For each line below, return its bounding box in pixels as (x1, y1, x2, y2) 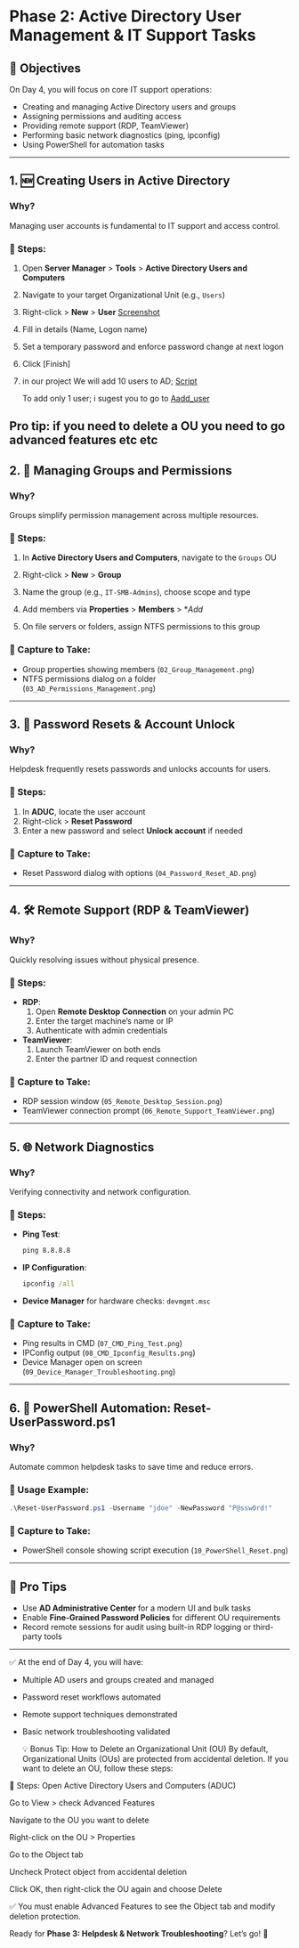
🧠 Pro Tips (9, 1579, 67, 1595)
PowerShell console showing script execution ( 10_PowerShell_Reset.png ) (21, 1545, 289, 1555)
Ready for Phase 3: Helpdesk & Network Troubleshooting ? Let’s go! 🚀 (9, 1928, 269, 1939)
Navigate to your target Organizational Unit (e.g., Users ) (21, 289, 225, 300)
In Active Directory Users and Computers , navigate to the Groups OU (21, 552, 278, 563)
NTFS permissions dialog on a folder (21, 673, 157, 684)
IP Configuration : (21, 1262, 87, 1273)
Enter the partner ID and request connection (35, 1053, 198, 1064)
